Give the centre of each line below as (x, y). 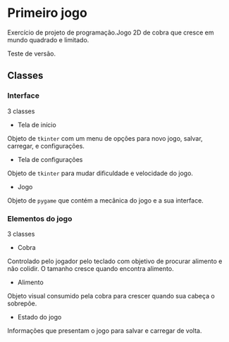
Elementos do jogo (40, 218)
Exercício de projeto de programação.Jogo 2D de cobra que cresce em (111, 32)
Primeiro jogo (48, 13)
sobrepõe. (22, 303)
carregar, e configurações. (46, 146)
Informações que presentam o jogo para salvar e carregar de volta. (105, 330)
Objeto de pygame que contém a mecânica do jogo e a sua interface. (106, 200)
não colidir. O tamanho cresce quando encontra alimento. (91, 268)
